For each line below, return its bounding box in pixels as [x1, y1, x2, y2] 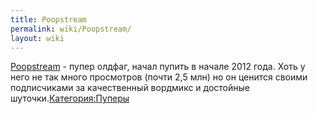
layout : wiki [10, 33, 65, 43]
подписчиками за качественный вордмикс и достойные [10, 82, 251, 94]
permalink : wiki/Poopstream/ [10, 24, 132, 34]
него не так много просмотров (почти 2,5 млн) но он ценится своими [10, 71, 308, 83]
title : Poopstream [10, 14, 87, 25]
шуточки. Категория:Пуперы [10, 92, 130, 105]
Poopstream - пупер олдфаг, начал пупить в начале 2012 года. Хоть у [10, 61, 306, 73]
